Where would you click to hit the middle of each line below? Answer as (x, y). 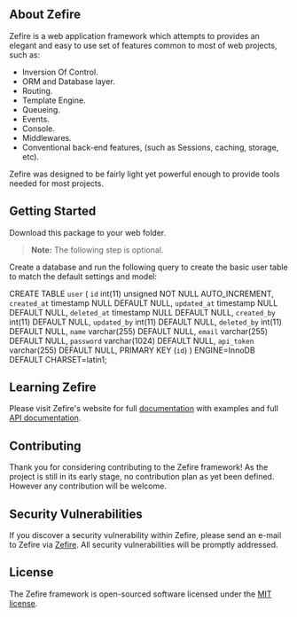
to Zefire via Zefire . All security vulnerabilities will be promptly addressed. (144, 545)
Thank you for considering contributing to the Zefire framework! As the (139, 467)
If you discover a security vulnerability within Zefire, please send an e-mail (145, 535)
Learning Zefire (53, 388)
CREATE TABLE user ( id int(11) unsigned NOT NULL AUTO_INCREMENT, (142, 293)
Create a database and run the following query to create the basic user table (148, 267)
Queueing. (41, 109)
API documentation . (45, 418)
